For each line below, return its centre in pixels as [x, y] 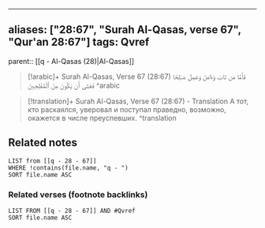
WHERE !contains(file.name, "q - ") [68, 168]
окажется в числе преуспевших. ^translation [102, 118]
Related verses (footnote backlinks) [78, 194]
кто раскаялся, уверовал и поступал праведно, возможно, [127, 109]
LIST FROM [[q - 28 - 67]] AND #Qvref [72, 211]
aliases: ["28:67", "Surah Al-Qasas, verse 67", [125, 30]
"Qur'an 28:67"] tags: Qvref [79, 42]
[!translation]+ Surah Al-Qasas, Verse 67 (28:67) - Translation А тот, [138, 101]
